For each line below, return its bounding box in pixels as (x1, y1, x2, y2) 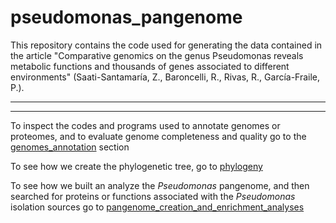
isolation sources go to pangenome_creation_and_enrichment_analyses (10, 201, 305, 213)
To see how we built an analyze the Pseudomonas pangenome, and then (10, 179, 310, 191)
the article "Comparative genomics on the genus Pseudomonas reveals (10, 49, 304, 61)
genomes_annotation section (10, 141, 130, 153)
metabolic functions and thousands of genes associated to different (10, 60, 290, 72)
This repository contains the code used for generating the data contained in (10, 39, 323, 51)
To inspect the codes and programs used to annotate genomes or (10, 119, 281, 131)
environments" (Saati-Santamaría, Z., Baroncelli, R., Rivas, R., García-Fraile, (10, 71, 321, 83)
